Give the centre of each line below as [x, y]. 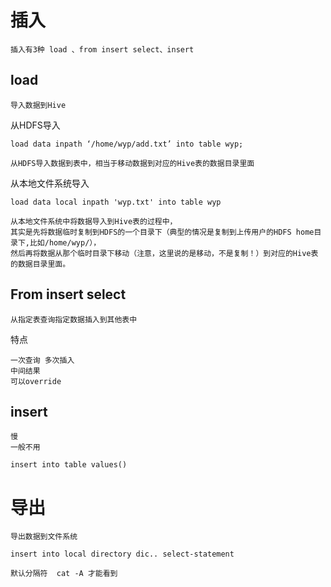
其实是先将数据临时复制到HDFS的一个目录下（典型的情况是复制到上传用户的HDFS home [162, 232]
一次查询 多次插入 [42, 360]
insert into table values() [69, 465]
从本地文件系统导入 [50, 183]
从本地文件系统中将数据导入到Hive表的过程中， [94, 221]
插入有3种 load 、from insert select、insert [102, 49]
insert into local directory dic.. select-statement [122, 554]
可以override [36, 381]
